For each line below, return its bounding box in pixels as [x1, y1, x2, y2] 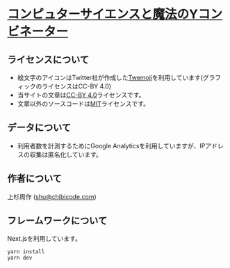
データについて [7, 122, 72, 134]
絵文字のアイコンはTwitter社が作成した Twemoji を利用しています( [17, 74, 204, 81]
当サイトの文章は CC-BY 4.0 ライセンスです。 [17, 91, 145, 99]
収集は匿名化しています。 [29, 150, 102, 159]
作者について [7, 173, 63, 184]
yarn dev [7, 255, 33, 262]
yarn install [7, 249, 45, 255]
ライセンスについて [7, 54, 89, 65]
